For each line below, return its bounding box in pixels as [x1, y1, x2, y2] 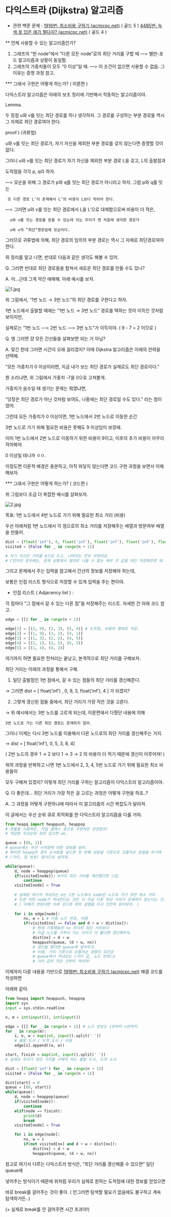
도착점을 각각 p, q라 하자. [5, 168, 55, 174]
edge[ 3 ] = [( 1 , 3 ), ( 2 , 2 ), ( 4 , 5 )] [5, 636, 83, 641]
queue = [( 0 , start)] [5, 1085, 51, 1090]
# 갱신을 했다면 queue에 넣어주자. [32, 944, 96, 950]
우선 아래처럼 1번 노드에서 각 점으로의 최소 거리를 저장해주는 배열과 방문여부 [5, 523, 155, 529]
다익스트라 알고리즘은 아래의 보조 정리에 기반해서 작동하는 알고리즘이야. [5, 91, 147, 98]
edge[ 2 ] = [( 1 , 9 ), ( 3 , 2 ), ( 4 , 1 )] [5, 631, 83, 636]
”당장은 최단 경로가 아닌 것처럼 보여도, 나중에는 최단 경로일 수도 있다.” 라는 [5, 396, 153, 402]
